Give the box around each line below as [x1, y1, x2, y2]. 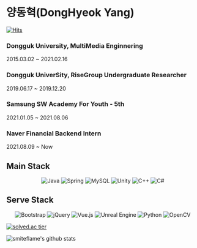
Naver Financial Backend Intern [6, 129, 102, 138]
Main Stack [6, 160, 50, 171]
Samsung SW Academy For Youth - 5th [6, 100, 125, 108]
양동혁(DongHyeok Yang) [6, 6, 135, 20]
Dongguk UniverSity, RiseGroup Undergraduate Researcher [6, 71, 187, 80]
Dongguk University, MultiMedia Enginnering [6, 41, 144, 50]
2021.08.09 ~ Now [6, 143, 53, 151]
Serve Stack [6, 195, 54, 205]
